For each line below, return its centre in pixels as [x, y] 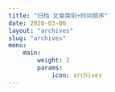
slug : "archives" [37, 38]
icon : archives [77, 75]
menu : [17, 46]
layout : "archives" [41, 30]
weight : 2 [53, 61]
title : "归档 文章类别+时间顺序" [58, 16]
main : [32, 53]
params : [50, 68]
